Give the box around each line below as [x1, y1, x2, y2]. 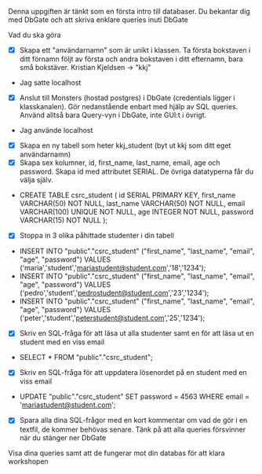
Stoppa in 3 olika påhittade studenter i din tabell [19, 231, 175, 241]
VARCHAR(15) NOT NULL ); [19, 215, 108, 225]
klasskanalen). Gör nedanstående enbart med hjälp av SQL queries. [19, 102, 238, 112]
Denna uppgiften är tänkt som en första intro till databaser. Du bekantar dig [8, 7, 251, 16]
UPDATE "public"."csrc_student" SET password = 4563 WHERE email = [19, 392, 249, 402]
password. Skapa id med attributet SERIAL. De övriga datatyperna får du [19, 167, 253, 176]
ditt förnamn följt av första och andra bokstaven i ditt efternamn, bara [19, 54, 243, 64]
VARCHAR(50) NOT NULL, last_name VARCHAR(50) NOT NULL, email [19, 199, 246, 208]
